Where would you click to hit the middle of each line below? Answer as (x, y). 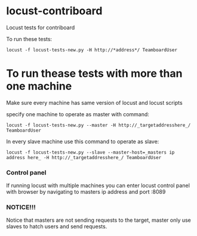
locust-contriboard (54, 11)
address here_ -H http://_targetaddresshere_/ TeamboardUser (84, 157)
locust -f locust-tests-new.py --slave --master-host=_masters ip (90, 152)
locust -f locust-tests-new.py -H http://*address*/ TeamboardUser (92, 50)
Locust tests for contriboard (41, 27)
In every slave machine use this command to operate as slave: (83, 141)
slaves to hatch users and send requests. (57, 226)
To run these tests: (29, 39)
